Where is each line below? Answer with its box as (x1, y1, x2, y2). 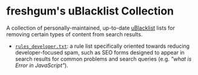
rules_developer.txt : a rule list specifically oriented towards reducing (15, 42, 190, 50)
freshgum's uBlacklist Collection (6, 4, 174, 18)
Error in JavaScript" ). (15, 62, 68, 69)
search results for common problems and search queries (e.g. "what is (15, 55, 192, 62)
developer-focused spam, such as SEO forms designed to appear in (15, 48, 185, 56)
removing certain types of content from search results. (6, 30, 143, 37)
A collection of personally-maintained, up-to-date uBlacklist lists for (6, 24, 176, 31)
